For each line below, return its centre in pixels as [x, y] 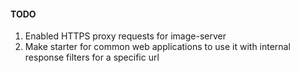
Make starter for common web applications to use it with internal [157, 47]
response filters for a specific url [92, 57]
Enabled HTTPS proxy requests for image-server [125, 36]
